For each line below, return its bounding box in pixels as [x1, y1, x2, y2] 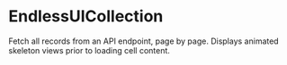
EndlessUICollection [8, 6, 164, 27]
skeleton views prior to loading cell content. [8, 45, 170, 55]
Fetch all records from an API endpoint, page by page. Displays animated [8, 36, 280, 46]
